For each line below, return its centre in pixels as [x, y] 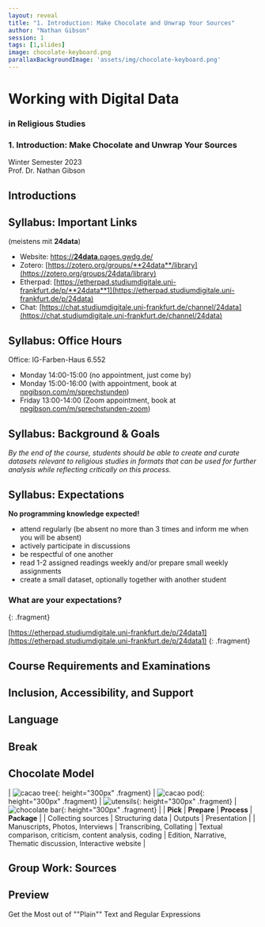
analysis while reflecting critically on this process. [90, 470]
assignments [40, 570]
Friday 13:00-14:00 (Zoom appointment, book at [98, 400]
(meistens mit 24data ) [45, 242]
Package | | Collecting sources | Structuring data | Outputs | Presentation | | [132, 818]
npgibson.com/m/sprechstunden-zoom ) [85, 409]
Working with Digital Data [94, 99]
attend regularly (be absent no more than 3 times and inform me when [134, 528]
